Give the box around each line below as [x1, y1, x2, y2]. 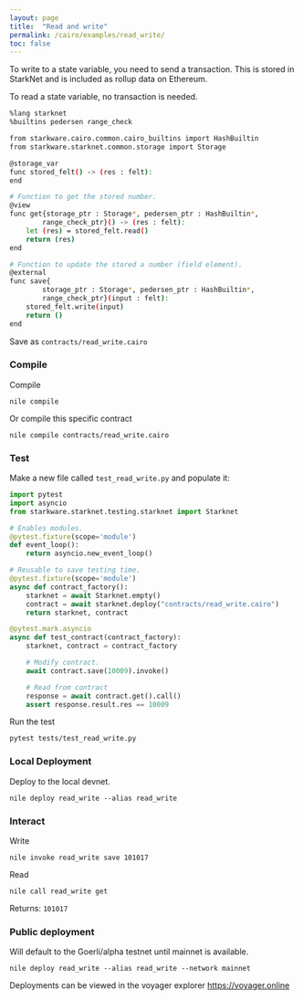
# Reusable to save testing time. [9, 565, 141, 575]
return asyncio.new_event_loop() [26, 549, 153, 558]
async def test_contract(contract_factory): [9, 633, 182, 642]
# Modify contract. [26, 658, 100, 668]
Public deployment [9, 925, 95, 938]
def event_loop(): [9, 541, 79, 550]
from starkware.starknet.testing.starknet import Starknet [9, 507, 239, 516]
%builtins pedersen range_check [9, 118, 132, 127]
